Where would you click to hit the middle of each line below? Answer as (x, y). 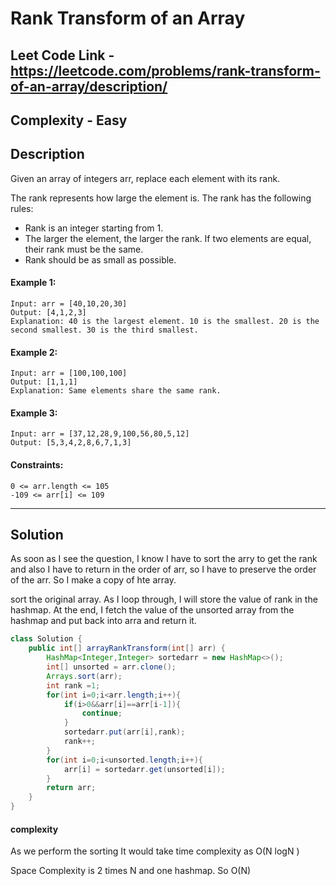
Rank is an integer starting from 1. (94, 228)
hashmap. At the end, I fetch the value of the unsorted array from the (152, 610)
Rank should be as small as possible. (100, 259)
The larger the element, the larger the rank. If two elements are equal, (168, 238)
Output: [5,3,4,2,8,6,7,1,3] (71, 443)
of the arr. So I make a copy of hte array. (93, 580)
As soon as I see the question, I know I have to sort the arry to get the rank (164, 559)
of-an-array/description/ (89, 86)
